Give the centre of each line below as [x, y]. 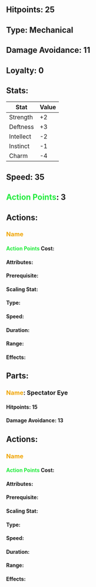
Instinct [19, 146]
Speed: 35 [25, 177]
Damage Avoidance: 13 [35, 421]
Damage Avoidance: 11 [48, 50]
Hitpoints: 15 [22, 407]
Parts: [17, 376]
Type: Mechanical [40, 30]
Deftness [21, 127]
